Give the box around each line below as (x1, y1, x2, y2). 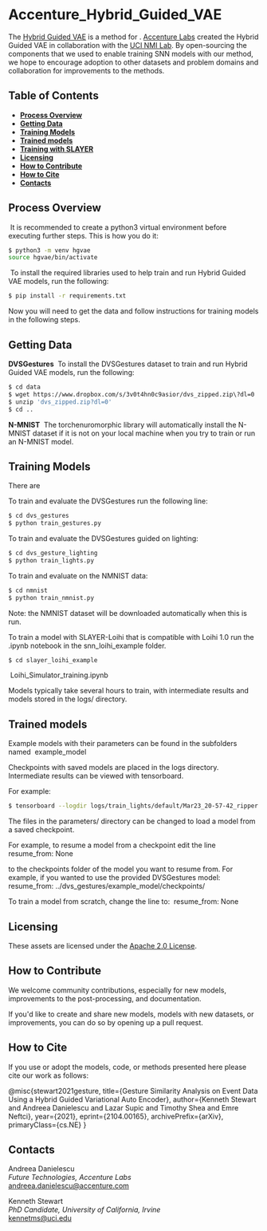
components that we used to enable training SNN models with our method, (8, 49, 253, 58)
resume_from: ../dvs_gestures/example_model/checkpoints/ (8, 882, 206, 891)
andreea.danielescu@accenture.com (8, 1181, 130, 1190)
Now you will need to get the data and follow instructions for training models (8, 306, 259, 316)
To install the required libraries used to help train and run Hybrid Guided (10, 268, 246, 278)
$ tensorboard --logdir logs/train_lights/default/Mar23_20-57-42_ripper (8, 802, 259, 811)
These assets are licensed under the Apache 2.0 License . (8, 941, 198, 950)
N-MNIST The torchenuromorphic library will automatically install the (8, 420, 237, 429)
